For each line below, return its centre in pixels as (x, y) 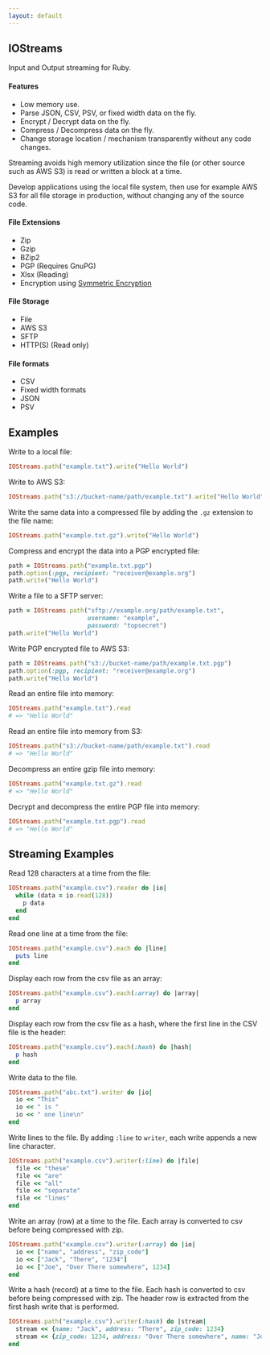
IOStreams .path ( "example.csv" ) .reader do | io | (88, 888)
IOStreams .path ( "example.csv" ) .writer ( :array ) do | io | (102, 1245)
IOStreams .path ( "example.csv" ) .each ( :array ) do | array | (104, 993)
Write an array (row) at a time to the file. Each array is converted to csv (126, 1221)
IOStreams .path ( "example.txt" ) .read (70, 709)
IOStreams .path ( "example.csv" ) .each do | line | (88, 948)
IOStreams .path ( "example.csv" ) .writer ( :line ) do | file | (104, 1161)
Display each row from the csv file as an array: (85, 979)
